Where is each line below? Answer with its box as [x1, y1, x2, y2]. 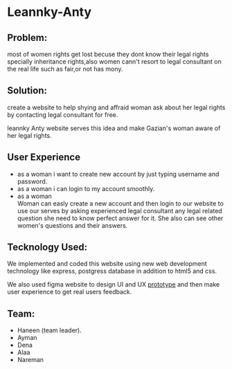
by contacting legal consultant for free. [7, 110, 118, 118]
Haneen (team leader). [17, 326, 82, 334]
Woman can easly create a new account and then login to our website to [17, 199, 224, 208]
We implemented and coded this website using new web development [7, 260, 208, 268]
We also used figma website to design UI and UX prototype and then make [7, 280, 220, 289]
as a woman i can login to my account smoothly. [17, 184, 155, 192]
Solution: [7, 84, 47, 97]
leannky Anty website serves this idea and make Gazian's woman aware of [7, 124, 221, 132]
